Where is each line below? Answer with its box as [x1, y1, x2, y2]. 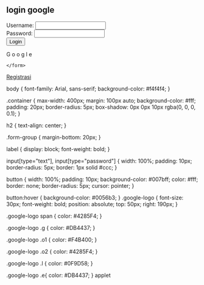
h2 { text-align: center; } [6, 122, 67, 129]
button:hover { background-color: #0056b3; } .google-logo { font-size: [6, 194, 184, 201]
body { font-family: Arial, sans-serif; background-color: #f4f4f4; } [6, 85, 171, 92]
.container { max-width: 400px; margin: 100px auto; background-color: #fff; [6, 97, 196, 104]
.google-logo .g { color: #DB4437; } [6, 224, 96, 231]
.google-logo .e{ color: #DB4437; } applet [6, 272, 111, 279]
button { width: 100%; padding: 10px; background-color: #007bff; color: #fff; [6, 176, 199, 183]
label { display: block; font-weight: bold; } [6, 145, 110, 152]
